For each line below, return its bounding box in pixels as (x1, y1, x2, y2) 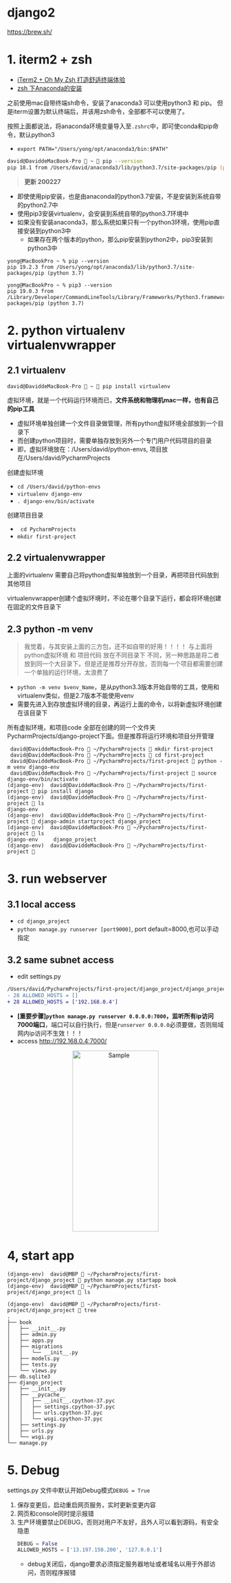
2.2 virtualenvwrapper (7, 552, 105, 564)
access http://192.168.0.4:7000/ (16, 1036, 107, 1045)
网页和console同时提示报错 (16, 1509, 94, 1518)
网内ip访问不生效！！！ (16, 1029, 83, 1037)
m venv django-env (7, 764, 60, 771)
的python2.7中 (16, 201, 58, 209)
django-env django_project (7, 836, 97, 844)
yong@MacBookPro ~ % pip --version (7, 257, 109, 265)
